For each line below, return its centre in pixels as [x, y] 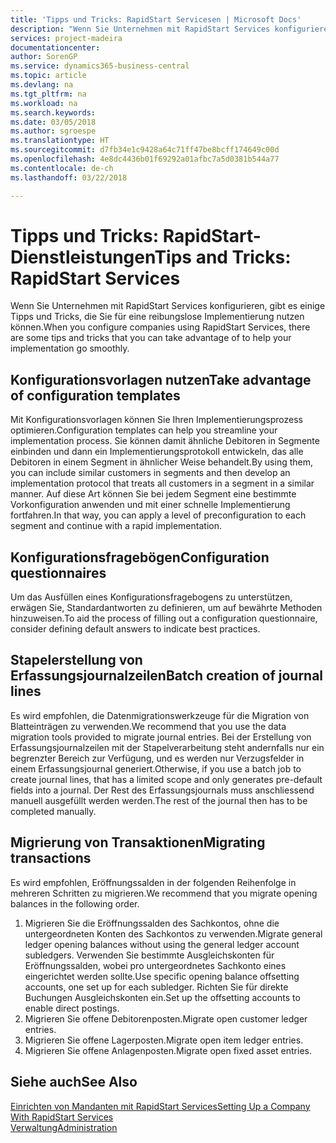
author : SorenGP [44, 57]
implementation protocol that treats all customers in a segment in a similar [162, 483]
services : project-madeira [66, 38]
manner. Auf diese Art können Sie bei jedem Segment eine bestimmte [153, 494]
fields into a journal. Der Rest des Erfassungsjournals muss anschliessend [162, 790]
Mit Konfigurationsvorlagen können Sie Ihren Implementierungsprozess [156, 420]
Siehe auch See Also [74, 1082]
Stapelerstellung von [76, 660]
